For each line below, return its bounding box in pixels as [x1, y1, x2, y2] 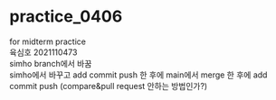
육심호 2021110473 [9, 47, 78, 58]
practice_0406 [9, 6, 123, 27]
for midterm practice [9, 36, 86, 47]
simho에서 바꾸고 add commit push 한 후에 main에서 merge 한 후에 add [9, 69, 268, 80]
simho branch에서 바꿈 [9, 58, 92, 68]
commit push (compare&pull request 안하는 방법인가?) [9, 80, 208, 91]
